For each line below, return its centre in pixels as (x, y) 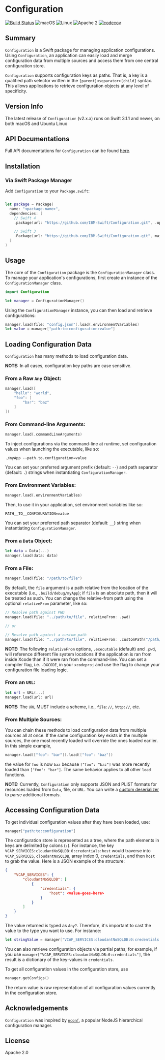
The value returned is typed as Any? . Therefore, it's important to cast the (78, 926)
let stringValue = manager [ (34, 940)
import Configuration (27, 292)
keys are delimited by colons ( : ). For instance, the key (60, 845)
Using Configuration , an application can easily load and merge (69, 55)
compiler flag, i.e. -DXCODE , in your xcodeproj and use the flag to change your (82, 664)
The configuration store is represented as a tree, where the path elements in (82, 841)
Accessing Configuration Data (52, 810)
